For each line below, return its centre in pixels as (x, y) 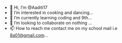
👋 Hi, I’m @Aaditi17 (29, 7)
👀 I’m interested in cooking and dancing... (51, 13)
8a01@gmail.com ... (29, 35)
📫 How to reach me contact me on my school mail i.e (64, 28)
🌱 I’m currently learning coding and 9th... (51, 18)
